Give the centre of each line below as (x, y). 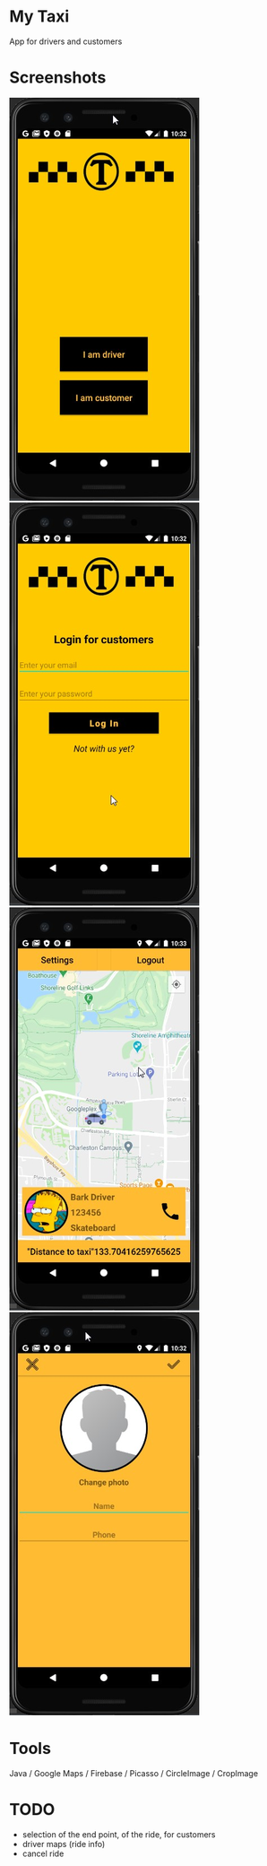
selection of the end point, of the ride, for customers (119, 1834)
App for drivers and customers (66, 41)
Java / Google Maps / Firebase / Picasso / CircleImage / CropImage (133, 1773)
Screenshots (58, 78)
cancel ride (43, 1853)
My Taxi (39, 17)
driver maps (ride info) (64, 1844)
